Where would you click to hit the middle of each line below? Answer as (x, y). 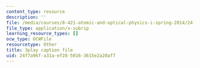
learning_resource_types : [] (42, 34)
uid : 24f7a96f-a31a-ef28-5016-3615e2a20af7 (61, 56)
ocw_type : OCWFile (29, 39)
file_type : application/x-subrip (48, 28)
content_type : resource (36, 12)
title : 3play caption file (40, 50)
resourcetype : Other (32, 45)
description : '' (26, 17)
